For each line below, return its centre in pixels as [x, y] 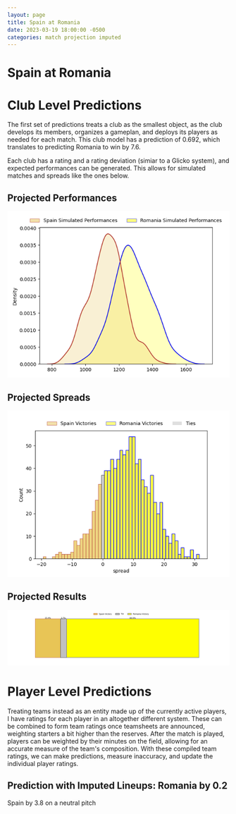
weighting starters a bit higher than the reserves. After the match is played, [116, 734]
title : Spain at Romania [44, 22]
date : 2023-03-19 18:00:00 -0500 [56, 30]
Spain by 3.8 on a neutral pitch [52, 803]
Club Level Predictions [75, 105]
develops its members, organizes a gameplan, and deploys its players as [113, 132]
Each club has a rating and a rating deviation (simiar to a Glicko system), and [118, 161]
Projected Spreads [49, 397]
